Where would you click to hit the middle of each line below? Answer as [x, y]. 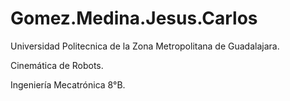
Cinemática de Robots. [57, 65]
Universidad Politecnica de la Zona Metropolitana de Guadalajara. [145, 46]
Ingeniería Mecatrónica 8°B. [68, 84]
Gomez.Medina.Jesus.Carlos [134, 18]
